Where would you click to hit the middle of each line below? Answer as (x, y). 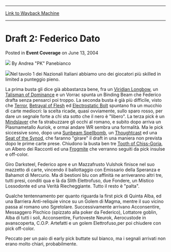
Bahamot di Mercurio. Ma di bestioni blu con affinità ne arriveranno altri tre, (84, 175)
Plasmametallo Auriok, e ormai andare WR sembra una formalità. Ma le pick (84, 127)
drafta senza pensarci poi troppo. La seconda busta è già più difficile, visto (83, 100)
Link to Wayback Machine (32, 13)
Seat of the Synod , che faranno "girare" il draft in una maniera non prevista (84, 138)
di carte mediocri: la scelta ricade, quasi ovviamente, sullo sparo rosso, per (84, 111)
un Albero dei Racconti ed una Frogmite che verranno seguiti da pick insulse (85, 149)
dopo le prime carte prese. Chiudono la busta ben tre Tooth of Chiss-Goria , (84, 143)
